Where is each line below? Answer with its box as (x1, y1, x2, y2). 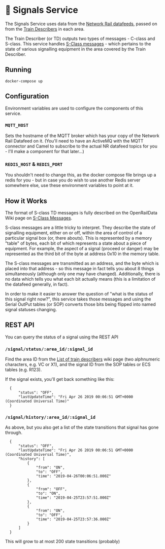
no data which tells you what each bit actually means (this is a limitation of (5, 276, 156, 282)
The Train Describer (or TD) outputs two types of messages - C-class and (5, 36, 155, 41)
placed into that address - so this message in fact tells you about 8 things (5, 265, 154, 271)
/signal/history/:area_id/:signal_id (5, 414, 96, 420)
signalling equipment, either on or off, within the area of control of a (5, 229, 142, 236)
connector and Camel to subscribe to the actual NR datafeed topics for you (5, 143, 158, 149)
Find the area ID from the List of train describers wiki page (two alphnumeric (5, 356, 160, 362)
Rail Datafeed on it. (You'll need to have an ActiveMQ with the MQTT (5, 138, 144, 144)
